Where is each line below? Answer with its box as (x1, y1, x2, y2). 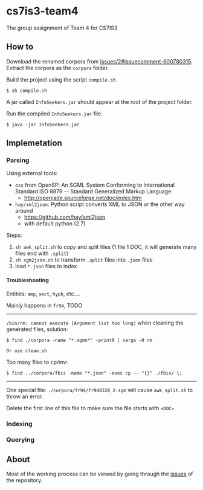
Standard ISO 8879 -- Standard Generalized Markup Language (14, 188, 172, 195)
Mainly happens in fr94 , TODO (6, 301, 83, 309)
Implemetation (6, 138, 62, 149)
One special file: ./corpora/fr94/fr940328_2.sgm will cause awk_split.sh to (6, 386, 193, 393)
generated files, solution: (6, 325, 68, 333)
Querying (6, 436, 35, 444)
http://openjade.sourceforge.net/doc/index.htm (24, 195, 142, 202)
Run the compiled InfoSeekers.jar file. (6, 110, 103, 117)
